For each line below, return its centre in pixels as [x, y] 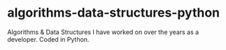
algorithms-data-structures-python [114, 13]
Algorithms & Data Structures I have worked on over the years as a [103, 32]
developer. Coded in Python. [48, 39]
